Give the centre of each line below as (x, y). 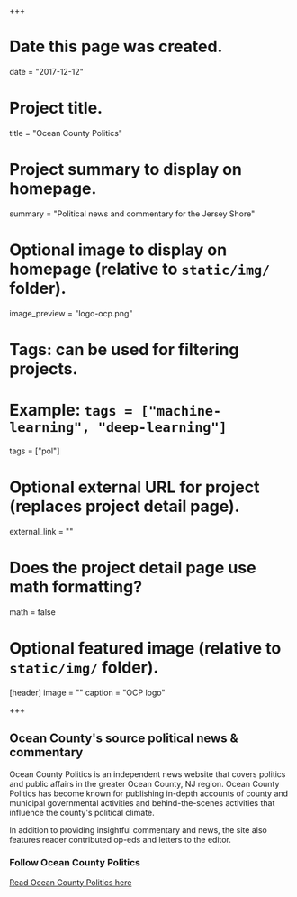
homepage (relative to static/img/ (140, 269)
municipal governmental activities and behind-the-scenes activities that (142, 802)
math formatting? (76, 587)
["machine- (181, 412)
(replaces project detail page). (125, 507)
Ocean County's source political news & (124, 739)
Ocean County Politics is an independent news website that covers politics (148, 774)
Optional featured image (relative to (145, 648)
